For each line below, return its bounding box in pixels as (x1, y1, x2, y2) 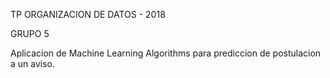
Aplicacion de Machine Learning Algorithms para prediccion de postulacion (10, 47, 322, 59)
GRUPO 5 (10, 28, 50, 39)
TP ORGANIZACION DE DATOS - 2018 (10, 9, 166, 20)
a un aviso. (10, 58, 56, 69)
